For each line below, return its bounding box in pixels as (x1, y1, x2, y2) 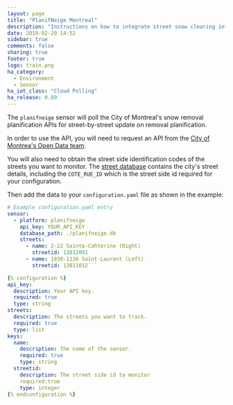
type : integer (19, 384, 60, 391)
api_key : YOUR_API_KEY (19, 223, 85, 230)
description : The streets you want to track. (13, 313, 148, 320)
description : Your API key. (13, 288, 95, 295)
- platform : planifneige (13, 217, 85, 224)
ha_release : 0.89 (7, 94, 58, 101)
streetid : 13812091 (32, 249, 89, 256)
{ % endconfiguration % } (7, 390, 76, 398)
